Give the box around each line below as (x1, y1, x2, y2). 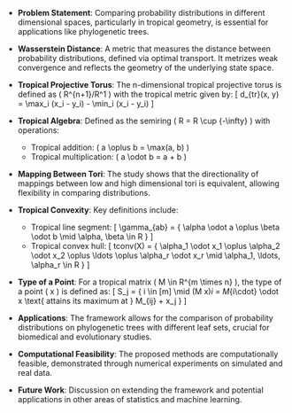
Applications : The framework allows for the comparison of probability (17, 313, 274, 323)
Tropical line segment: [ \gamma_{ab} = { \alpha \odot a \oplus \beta (30, 222, 280, 232)
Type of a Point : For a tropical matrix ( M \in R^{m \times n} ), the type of (17, 277, 282, 287)
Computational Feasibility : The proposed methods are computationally (17, 349, 279, 359)
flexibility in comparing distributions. (17, 188, 150, 198)
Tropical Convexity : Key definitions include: (17, 205, 179, 215)
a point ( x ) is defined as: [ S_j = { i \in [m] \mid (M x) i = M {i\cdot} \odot (17, 286, 279, 296)
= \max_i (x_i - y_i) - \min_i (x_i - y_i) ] (17, 98, 155, 109)
